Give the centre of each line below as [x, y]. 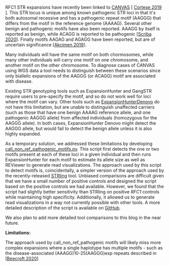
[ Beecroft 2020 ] [22, 258]
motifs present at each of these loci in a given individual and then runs [78, 154]
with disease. [19, 81]
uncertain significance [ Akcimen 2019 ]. [46, 45]
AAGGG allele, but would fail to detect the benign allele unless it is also [79, 128]
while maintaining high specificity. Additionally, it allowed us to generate [80, 197]
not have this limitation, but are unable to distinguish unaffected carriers [80, 107]
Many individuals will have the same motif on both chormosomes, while [79, 54]
